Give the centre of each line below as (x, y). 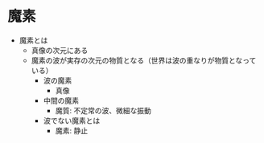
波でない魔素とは (72, 121)
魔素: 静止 (72, 130)
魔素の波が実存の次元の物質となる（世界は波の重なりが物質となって (144, 60)
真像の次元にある (60, 50)
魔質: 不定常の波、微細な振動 (103, 110)
